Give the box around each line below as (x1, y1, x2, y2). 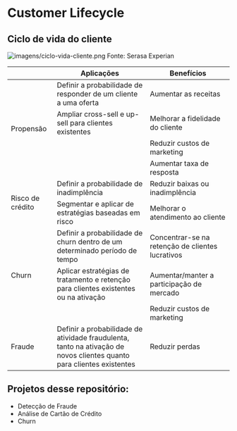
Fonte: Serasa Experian (107, 51, 175, 60)
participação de (150, 280, 202, 289)
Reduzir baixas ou (150, 179, 209, 188)
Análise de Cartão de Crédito (17, 409, 102, 418)
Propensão (11, 124, 47, 133)
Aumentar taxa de (150, 158, 209, 168)
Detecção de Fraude (17, 401, 78, 410)
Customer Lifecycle (7, 5, 125, 21)
